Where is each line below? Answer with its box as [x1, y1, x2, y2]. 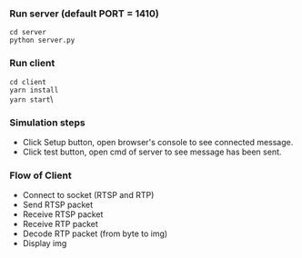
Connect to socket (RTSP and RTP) [22, 190, 155, 201]
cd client [9, 77, 47, 86]
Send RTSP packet [22, 199, 94, 211]
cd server [9, 28, 47, 37]
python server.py [9, 35, 75, 45]
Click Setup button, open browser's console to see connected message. [22, 136, 294, 147]
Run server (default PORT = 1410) [9, 7, 159, 20]
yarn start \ [9, 94, 54, 104]
